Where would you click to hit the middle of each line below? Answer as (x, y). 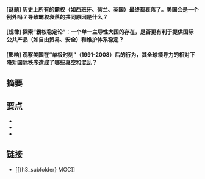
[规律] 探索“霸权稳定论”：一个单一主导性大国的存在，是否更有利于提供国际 (100, 32)
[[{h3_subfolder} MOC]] (45, 169)
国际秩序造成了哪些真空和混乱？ (57, 62)
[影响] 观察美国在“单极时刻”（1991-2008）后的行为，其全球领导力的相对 (98, 54)
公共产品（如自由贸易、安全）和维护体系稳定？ (65, 40)
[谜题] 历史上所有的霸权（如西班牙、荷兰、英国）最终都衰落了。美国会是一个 (103, 9)
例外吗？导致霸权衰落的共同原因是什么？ (57, 17)
